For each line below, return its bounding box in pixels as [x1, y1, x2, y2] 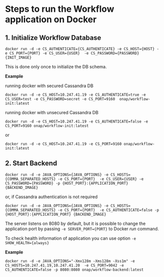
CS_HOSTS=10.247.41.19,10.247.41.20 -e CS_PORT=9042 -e [5, 263, 124, 268]
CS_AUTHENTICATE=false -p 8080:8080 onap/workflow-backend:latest [5, 267, 144, 272]
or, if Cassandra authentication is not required [5, 193, 98, 200]
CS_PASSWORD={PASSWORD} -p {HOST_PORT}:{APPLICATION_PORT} [5, 181, 129, 185]
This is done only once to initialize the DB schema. [5, 64, 107, 69]
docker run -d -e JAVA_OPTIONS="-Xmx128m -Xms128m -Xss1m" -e [5, 258, 135, 264]
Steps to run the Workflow [5, 3, 114, 15]
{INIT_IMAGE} [5, 55, 32, 60]
